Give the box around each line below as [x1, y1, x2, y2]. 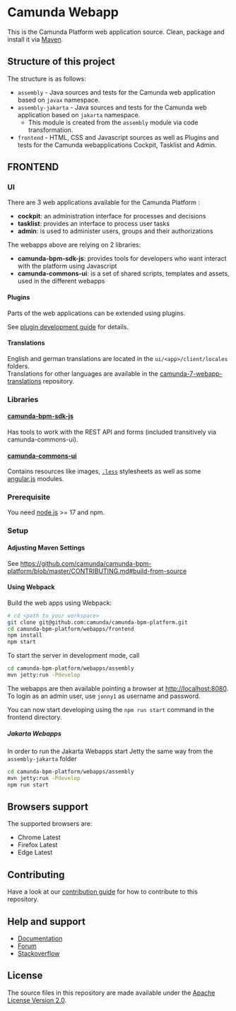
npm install [7, 632, 42, 639]
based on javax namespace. [17, 95, 100, 104]
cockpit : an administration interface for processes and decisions [17, 212, 206, 220]
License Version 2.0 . [7, 995, 67, 1004]
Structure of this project [7, 56, 115, 68]
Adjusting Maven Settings [7, 543, 85, 552]
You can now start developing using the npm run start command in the [7, 705, 214, 714]
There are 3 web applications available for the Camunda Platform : [7, 199, 200, 207]
